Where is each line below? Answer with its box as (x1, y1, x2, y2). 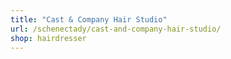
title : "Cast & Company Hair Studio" (10, 14, 168, 25)
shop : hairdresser (10, 33, 87, 43)
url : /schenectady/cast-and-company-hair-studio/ (10, 24, 222, 34)
